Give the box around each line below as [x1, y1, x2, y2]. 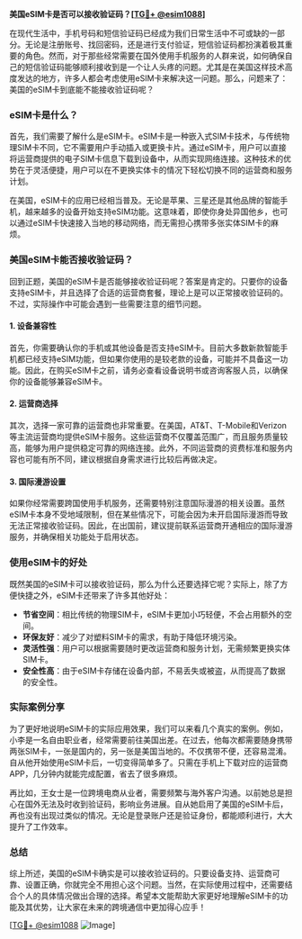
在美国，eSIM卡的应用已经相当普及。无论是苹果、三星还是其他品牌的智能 [9, 195, 280, 206]
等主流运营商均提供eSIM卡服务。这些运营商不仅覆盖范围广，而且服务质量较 [9, 431, 289, 442]
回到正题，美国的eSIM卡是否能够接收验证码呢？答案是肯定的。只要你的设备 [9, 275, 289, 286]
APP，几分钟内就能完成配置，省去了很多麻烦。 [9, 768, 182, 779]
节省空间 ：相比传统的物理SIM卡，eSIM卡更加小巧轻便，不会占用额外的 [22, 609, 285, 619]
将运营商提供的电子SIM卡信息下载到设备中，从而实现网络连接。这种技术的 [9, 153, 284, 165]
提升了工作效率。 [9, 821, 73, 832]
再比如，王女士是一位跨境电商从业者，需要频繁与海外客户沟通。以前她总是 [9, 787, 285, 798]
